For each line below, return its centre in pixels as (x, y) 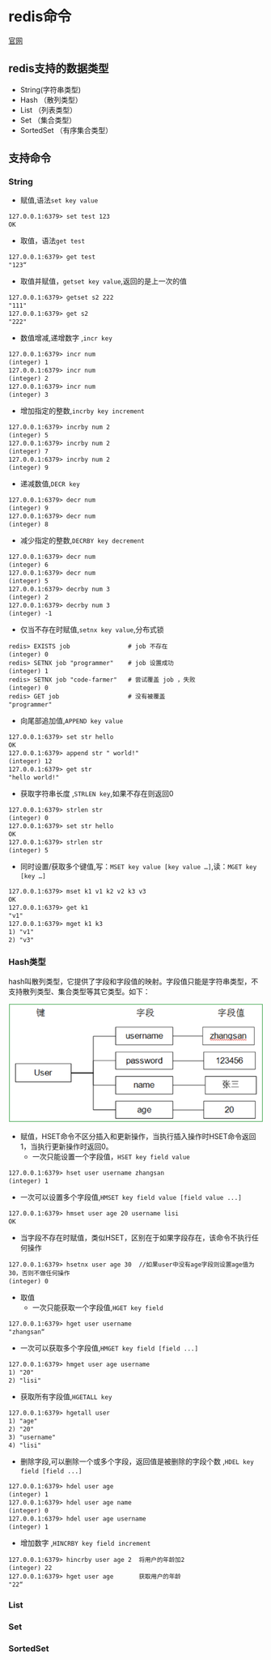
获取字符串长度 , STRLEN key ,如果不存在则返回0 (97, 794)
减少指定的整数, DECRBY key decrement (83, 540)
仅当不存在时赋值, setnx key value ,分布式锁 (92, 629)
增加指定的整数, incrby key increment (83, 411)
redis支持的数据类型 (59, 68)
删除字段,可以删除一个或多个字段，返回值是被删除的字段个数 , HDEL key (137, 1462)
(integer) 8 (28, 525)
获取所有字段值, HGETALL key (66, 1397)
